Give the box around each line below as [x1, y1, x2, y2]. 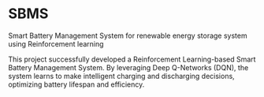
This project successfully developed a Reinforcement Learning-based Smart [8, 54, 256, 64]
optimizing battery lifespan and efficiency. [8, 80, 145, 89]
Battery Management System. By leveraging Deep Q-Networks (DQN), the [8, 62, 249, 72]
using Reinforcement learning [8, 39, 104, 48]
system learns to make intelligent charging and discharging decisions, [8, 71, 235, 80]
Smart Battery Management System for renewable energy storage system [8, 31, 247, 40]
